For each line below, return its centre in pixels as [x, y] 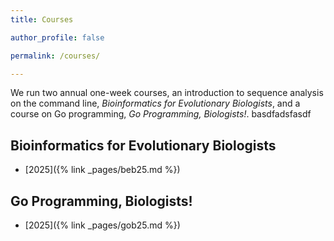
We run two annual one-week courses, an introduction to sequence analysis [167, 93]
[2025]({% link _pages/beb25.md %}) [102, 170]
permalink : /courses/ [55, 56]
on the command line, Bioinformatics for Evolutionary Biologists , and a [155, 103]
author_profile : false [57, 37]
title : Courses [42, 19]
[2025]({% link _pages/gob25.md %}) [102, 225]
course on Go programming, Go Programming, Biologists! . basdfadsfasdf [161, 114]
